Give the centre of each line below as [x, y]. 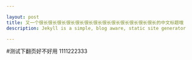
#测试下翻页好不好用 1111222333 [47, 51]
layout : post [23, 17]
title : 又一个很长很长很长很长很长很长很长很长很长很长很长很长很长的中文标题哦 [95, 22]
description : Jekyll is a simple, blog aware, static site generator [96, 28]
